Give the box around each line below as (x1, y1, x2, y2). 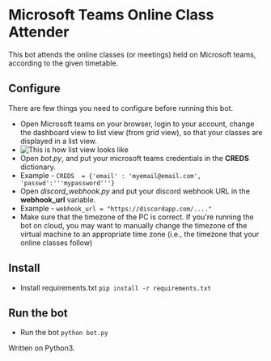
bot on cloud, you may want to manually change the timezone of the (19, 220, 248, 230)
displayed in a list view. (19, 136, 97, 146)
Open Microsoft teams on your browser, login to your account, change (19, 119, 255, 129)
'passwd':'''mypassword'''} (19, 179, 115, 187)
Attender (8, 23, 70, 41)
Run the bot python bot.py (19, 328, 108, 338)
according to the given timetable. (8, 58, 119, 68)
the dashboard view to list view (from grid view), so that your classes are (19, 127, 263, 137)
